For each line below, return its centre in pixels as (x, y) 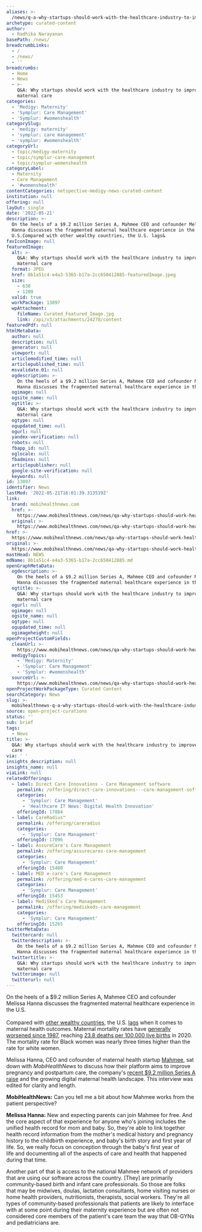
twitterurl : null (33, 980)
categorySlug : (24, 124)
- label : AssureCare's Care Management (62, 846)
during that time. (27, 1160)
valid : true (27, 297)
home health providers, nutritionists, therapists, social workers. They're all (98, 1197)
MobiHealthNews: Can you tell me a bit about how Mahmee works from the (100, 1097)
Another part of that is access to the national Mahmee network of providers (100, 1172)
